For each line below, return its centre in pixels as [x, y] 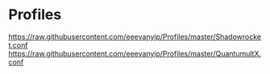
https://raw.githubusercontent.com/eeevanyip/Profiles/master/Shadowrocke [135, 37]
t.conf [18, 45]
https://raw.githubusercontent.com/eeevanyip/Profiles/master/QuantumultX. [135, 53]
